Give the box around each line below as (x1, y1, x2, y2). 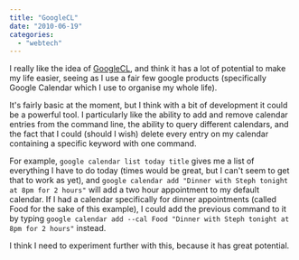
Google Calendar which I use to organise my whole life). (9, 82, 218, 93)
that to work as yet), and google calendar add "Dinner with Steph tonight (9, 175, 289, 186)
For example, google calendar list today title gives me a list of (9, 155, 255, 167)
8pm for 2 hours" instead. (9, 223, 107, 234)
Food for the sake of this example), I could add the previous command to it (9, 204, 287, 215)
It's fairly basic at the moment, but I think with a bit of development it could (9, 100, 288, 111)
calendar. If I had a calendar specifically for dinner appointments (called (9, 194, 277, 205)
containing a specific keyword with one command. (9, 138, 197, 149)
